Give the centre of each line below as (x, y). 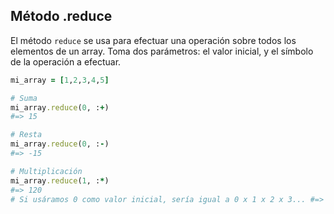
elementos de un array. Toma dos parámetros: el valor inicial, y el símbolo (162, 51)
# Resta (26, 135)
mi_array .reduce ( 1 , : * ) (60, 180)
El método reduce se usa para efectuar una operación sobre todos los (153, 40)
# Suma (24, 98)
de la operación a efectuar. (66, 61)
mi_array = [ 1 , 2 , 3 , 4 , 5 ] (60, 80)
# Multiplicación (46, 171)
